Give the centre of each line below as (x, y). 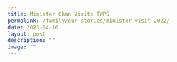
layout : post (27, 34)
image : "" (22, 47)
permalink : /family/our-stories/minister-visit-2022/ (89, 21)
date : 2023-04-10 (33, 27)
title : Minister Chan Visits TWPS (59, 14)
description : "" (31, 41)
